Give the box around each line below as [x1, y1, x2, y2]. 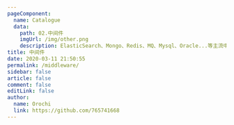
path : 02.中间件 [19, 29, 64, 37]
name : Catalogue [13, 17, 61, 24]
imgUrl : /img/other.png [19, 36, 89, 43]
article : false [7, 74, 52, 82]
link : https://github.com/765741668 [13, 107, 120, 114]
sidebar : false [7, 68, 52, 75]
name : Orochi [13, 101, 52, 108]
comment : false [7, 81, 52, 88]
